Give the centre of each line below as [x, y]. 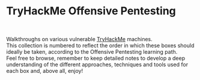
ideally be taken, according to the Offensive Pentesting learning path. [92, 51]
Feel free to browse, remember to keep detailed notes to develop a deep [96, 58]
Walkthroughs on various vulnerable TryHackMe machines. [80, 39]
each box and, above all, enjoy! [44, 70]
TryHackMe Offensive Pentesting [91, 11]
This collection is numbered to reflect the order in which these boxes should [100, 45]
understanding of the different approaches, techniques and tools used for [97, 64]
